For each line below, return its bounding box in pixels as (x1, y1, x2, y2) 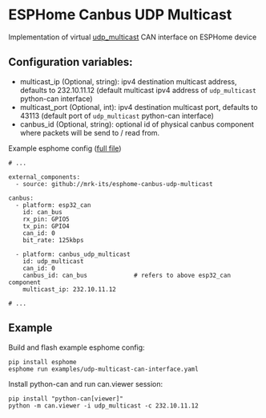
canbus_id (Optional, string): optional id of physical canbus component (19, 119, 255, 129)
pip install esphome (8, 358, 78, 366)
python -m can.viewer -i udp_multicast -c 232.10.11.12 (8, 401, 199, 410)
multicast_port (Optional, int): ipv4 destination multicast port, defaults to (19, 102, 258, 112)
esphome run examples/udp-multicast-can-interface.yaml (8, 365, 199, 373)
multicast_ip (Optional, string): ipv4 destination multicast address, (19, 76, 237, 86)
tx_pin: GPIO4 (22, 222, 70, 230)
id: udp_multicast (22, 257, 84, 266)
